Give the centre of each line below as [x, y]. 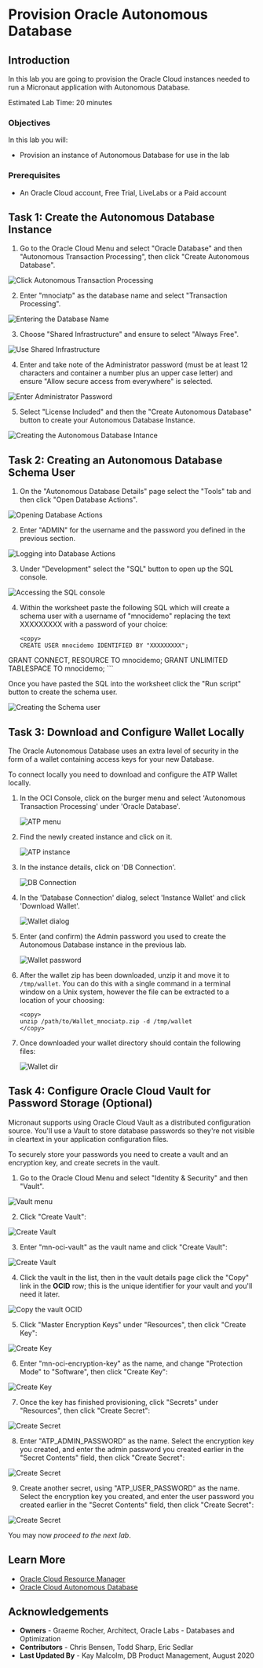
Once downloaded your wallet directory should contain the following [130, 1043]
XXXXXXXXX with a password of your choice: [93, 624]
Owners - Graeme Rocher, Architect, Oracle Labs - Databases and [127, 1630]
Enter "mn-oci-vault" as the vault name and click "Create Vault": [123, 1247]
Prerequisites [34, 176]
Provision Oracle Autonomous [108, 15]
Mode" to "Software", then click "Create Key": [93, 1371]
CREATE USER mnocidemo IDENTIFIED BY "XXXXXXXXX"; [104, 646]
